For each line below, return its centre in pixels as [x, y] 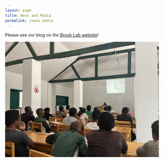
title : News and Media [28, 15]
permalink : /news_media [29, 20]
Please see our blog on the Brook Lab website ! [52, 35]
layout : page [18, 10]
